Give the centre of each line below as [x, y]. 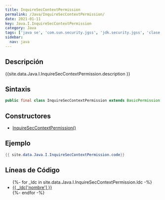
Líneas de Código [33, 170]
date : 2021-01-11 [23, 19]
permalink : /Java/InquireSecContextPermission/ [55, 14]
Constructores [28, 116]
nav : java [20, 42]
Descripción [24, 62]
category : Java [21, 28]
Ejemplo [18, 143]
